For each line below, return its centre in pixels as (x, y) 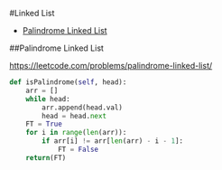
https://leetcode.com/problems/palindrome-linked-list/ (111, 66)
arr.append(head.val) (83, 108)
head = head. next (74, 116)
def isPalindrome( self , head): (68, 82)
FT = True (44, 124)
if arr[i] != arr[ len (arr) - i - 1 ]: (112, 141)
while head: (48, 99)
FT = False (78, 149)
